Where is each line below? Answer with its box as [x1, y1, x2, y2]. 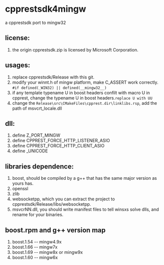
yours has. [12, 180, 34, 187]
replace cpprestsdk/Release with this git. [12, 74, 94, 80]
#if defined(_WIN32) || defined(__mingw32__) [12, 85, 107, 90]
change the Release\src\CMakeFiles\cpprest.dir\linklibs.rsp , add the [12, 100, 158, 106]
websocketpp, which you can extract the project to [12, 196, 115, 202]
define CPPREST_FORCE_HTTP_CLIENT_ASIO [12, 143, 105, 149]
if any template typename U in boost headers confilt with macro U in [12, 90, 150, 96]
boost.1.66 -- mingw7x [12, 244, 58, 250]
